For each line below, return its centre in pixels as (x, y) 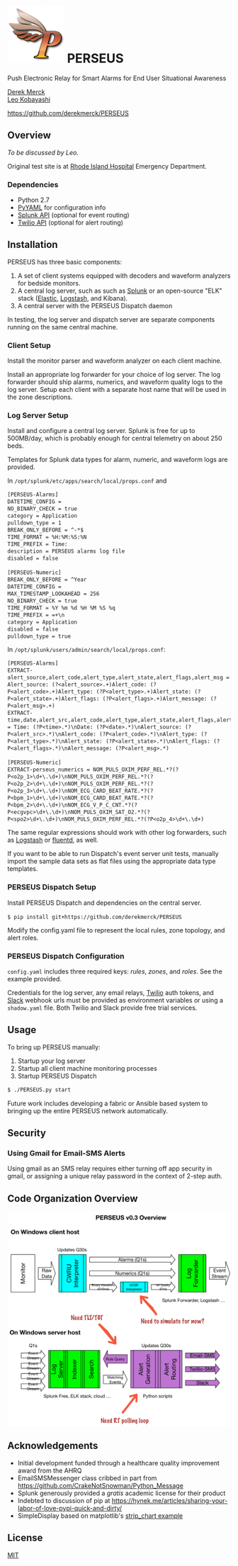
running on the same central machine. (63, 327)
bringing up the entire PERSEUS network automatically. (87, 1110)
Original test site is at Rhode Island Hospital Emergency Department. (107, 166)
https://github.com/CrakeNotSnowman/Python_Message (101, 1485)
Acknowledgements (53, 1446)
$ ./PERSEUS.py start (39, 1090)
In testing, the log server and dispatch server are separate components (111, 319)
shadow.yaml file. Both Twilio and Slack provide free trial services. (102, 1008)
